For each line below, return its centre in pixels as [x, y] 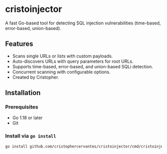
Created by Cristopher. [36, 77]
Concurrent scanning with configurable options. [61, 72]
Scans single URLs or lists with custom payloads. [63, 56]
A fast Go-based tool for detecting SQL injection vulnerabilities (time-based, [83, 23]
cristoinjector [34, 9]
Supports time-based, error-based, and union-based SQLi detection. [83, 66]
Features [19, 44]
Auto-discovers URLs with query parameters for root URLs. [73, 61]
